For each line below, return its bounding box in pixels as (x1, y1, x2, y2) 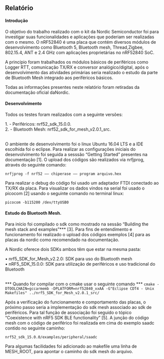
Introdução (5, 17, 28, 24)
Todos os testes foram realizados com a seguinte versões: (5, 111, 123, 117)
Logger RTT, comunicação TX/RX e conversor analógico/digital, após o (5, 64, 149, 70)
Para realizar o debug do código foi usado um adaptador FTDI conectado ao (5, 180, 159, 186)
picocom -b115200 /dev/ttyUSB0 (5, 200, 69, 205)
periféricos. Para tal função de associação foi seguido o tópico (5, 309, 132, 315)
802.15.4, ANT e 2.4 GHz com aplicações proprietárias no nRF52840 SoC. (5, 49, 155, 55)
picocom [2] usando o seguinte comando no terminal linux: (5, 190, 124, 196)
